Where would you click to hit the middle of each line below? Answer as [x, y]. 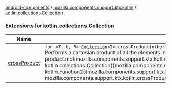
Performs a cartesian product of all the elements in [106, 53]
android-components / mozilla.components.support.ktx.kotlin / [71, 7]
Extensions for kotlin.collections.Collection [60, 26]
